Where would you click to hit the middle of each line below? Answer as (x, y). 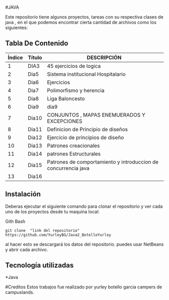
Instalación (23, 194)
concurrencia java (68, 168)
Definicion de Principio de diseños (88, 129)
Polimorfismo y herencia (76, 90)
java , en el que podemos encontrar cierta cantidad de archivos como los (81, 22)
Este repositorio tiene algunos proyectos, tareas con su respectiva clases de (84, 17)
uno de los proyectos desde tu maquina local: (52, 211)
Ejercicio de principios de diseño (86, 137)
